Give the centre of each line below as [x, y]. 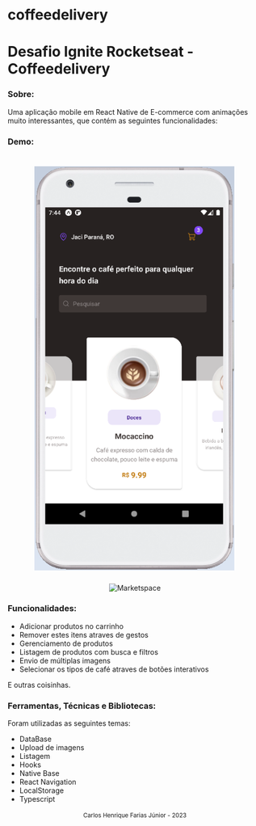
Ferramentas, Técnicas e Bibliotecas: [82, 706]
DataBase [35, 739]
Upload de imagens [52, 748]
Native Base [39, 773]
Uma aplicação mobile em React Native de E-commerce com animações [128, 112]
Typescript [37, 799]
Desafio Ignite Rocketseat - [101, 52]
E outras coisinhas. [39, 685]
